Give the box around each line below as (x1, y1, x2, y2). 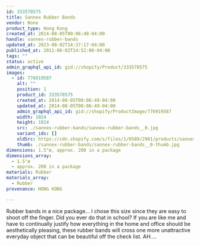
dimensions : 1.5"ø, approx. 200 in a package (6, 147, 121, 153)
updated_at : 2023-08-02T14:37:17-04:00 (6, 42, 105, 48)
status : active (6, 58, 44, 64)
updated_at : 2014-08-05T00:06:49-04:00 (17, 102, 116, 109)
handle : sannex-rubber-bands (6, 36, 79, 42)
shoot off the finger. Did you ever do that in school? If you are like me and (6, 214, 186, 221)
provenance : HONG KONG (6, 186, 62, 192)
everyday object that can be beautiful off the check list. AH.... (6, 233, 157, 240)
